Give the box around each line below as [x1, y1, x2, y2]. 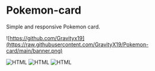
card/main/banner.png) [6, 47, 63, 54]
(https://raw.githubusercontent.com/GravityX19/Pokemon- [6, 41, 149, 48]
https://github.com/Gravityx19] [10, 34, 85, 41]
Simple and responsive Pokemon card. [6, 23, 100, 30]
